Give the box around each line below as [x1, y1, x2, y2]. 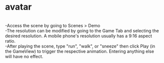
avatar [5, 1, 32, 13]
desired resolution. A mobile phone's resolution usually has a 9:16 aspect [5, 33, 152, 39]
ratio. [5, 38, 16, 44]
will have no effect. [5, 53, 44, 59]
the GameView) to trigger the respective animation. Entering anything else [5, 48, 154, 54]
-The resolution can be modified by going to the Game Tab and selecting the [5, 28, 159, 33]
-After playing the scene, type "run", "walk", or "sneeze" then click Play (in [5, 43, 156, 49]
